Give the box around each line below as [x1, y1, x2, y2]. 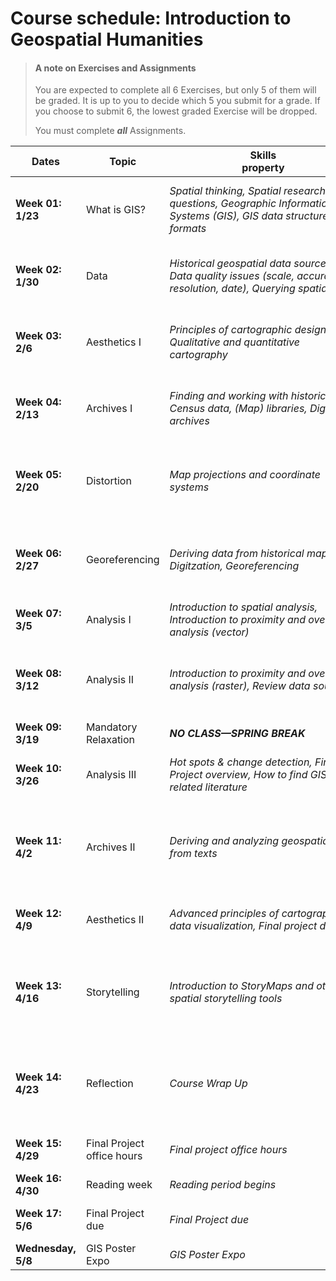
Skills [249, 148, 277, 162]
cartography [169, 348, 228, 362]
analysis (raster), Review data [169, 679, 311, 693]
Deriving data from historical [169, 547, 305, 561]
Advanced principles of [169, 907, 280, 921]
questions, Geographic [169, 197, 277, 211]
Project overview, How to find [169, 768, 308, 782]
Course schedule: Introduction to [10, 7, 292, 30]
